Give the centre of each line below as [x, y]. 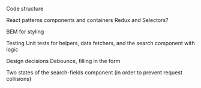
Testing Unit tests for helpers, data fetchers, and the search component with [100, 43]
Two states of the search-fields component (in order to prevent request [94, 73]
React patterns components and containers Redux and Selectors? [88, 20]
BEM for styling [25, 32]
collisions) [19, 79]
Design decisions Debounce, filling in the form [63, 61]
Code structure [25, 9]
